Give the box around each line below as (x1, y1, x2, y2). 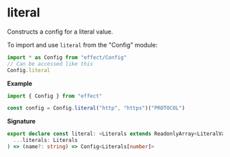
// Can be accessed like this (7, 60, 94, 67)
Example (7, 79, 33, 87)
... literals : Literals (13, 137, 78, 144)
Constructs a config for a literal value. (7, 27, 114, 36)
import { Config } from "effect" (7, 93, 103, 99)
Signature (7, 117, 36, 125)
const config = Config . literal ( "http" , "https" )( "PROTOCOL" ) (7, 105, 186, 112)
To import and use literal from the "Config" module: (7, 40, 158, 49)
